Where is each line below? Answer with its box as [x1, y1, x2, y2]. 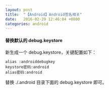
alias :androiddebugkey [5, 59, 56, 64]
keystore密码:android [5, 64, 49, 70]
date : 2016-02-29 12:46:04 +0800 [5, 16, 80, 21]
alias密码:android [5, 70, 42, 75]
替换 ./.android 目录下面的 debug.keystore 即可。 [5, 79, 107, 85]
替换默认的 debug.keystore [5, 37, 63, 43]
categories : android [5, 21, 49, 26]
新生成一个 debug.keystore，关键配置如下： [5, 49, 97, 55]
